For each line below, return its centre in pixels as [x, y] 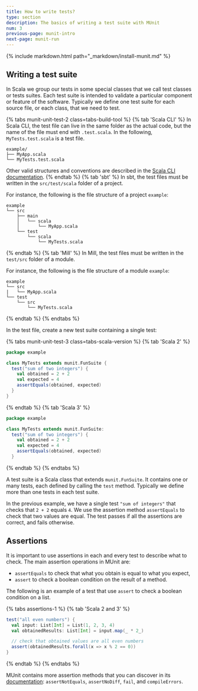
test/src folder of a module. [41, 259]
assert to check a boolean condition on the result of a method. [91, 579]
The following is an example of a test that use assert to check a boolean [94, 591]
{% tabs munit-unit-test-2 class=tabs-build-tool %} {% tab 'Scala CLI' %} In [99, 119]
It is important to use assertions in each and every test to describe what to [97, 555]
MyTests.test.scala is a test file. [45, 138]
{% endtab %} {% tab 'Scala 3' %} [48, 407]
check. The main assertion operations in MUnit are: [69, 562]
